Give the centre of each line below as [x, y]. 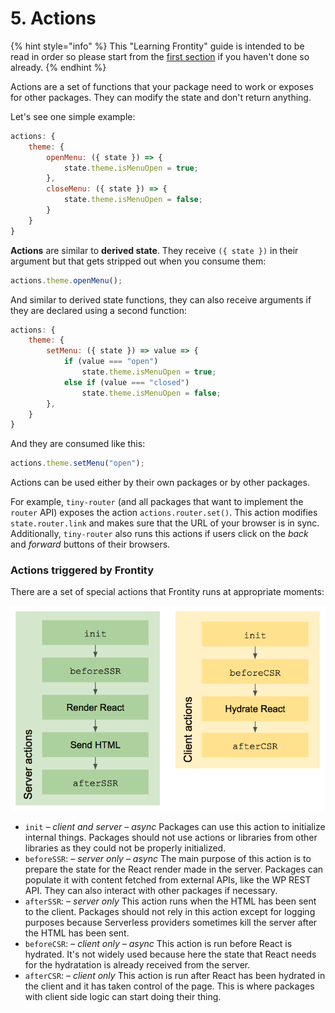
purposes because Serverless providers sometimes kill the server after [171, 922]
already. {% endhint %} [58, 67]
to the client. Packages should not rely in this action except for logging [170, 911]
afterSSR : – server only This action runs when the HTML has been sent [170, 901]
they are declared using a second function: [99, 310]
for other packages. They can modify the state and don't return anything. [161, 97]
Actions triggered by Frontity [82, 570]
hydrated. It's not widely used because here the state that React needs [170, 954]
